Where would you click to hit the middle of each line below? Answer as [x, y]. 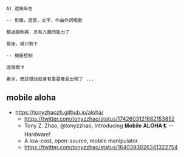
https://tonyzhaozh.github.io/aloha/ [59, 112]
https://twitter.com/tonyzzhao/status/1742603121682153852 [99, 119]
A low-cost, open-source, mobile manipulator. [82, 141]
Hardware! [37, 134]
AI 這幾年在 [20, 8]
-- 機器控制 [20, 56]
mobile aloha [31, 98]
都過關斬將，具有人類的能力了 [38, 32]
